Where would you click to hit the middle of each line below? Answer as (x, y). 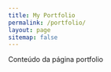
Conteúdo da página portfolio (56, 59)
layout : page (30, 30)
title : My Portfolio (42, 15)
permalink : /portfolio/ (47, 23)
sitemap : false (33, 37)
